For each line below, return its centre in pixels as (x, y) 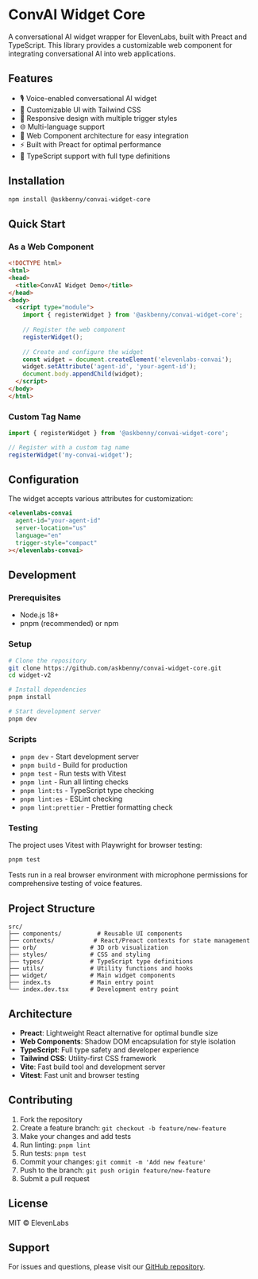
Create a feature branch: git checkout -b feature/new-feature (123, 1128)
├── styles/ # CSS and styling (79, 955)
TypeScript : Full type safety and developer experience (109, 1050)
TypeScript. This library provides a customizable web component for (120, 45)
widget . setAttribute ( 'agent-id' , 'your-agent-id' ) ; (110, 367)
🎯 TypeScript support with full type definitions (95, 156)
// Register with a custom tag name (69, 447)
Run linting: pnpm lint (55, 1145)
